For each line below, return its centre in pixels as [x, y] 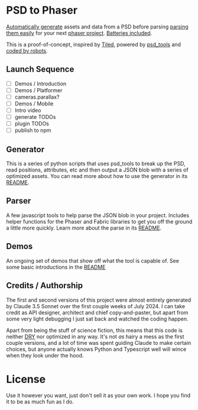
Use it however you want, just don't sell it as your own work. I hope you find [98, 396]
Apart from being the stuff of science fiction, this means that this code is [95, 330]
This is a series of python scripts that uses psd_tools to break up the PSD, [96, 164]
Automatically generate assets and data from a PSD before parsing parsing [98, 27]
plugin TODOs [32, 124]
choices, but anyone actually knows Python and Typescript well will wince [96, 349]
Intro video [28, 110]
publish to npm [33, 130]
